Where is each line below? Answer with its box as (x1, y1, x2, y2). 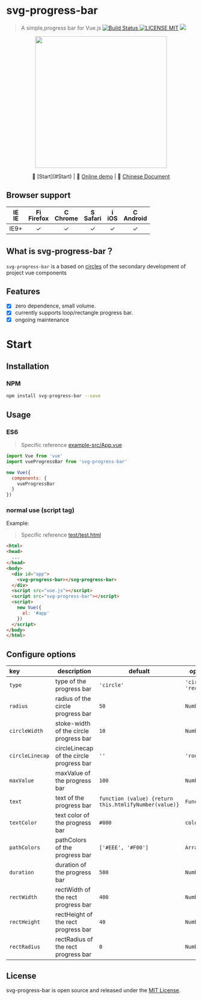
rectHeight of (55, 910, 93, 919)
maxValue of (55, 769, 91, 777)
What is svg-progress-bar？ (6, 246, 114, 256)
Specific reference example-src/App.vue (20, 442, 122, 448)
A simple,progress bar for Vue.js (20, 24, 102, 31)
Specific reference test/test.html (20, 531, 101, 539)
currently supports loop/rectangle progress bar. (14, 309, 133, 316)
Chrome (54, 214, 78, 223)
